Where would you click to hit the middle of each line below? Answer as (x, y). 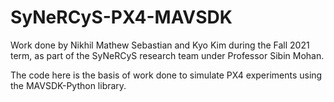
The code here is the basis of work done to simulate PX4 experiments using (166, 75)
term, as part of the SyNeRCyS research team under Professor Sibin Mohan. (167, 55)
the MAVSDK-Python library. (68, 85)
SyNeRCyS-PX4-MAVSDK (121, 17)
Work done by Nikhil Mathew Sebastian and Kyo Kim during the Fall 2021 (160, 45)
